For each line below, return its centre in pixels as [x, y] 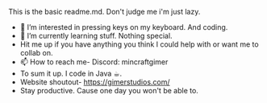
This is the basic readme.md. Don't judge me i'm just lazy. [104, 12]
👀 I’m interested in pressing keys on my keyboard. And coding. [124, 27]
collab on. [37, 53]
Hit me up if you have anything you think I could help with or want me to [140, 44]
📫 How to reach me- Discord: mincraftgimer [94, 62]
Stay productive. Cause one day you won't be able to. [109, 91]
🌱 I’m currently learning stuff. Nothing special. [96, 36]
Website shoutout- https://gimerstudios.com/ [95, 82]
